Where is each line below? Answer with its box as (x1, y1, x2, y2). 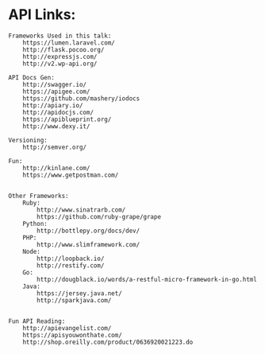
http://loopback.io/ (36, 255, 105, 263)
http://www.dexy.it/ (22, 122, 90, 130)
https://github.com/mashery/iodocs (22, 94, 140, 103)
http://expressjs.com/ (22, 53, 98, 60)
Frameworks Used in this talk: (8, 32, 112, 40)
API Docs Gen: (8, 73, 56, 81)
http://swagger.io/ (22, 80, 87, 88)
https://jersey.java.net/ (36, 289, 123, 298)
